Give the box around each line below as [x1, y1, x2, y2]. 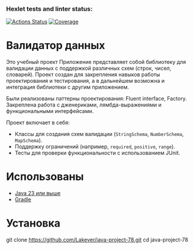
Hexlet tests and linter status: [6, 5, 93, 13]
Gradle [14, 196, 31, 203]
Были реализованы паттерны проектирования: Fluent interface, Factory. [6, 95, 187, 102]
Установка [6, 216, 61, 230]
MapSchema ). [14, 137, 43, 144]
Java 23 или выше [14, 190, 61, 197]
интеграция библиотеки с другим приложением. [6, 83, 129, 90]
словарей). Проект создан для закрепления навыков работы [6, 71, 160, 78]
